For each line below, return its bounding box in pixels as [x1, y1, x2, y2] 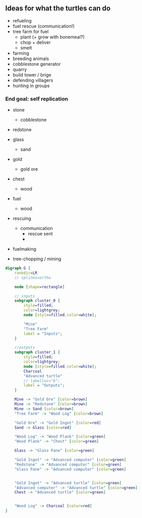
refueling [12, 17, 32, 23]
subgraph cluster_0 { [14, 298, 60, 304]
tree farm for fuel [12, 28, 49, 35]
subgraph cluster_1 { [14, 350, 60, 355]
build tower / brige [12, 71, 52, 78]
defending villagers [12, 77, 53, 83]
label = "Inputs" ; [23, 331, 63, 336]
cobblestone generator [12, 61, 61, 67]
